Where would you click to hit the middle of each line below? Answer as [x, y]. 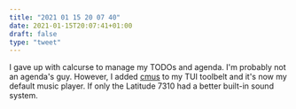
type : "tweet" [35, 42]
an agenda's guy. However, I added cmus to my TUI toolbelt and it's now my [148, 77]
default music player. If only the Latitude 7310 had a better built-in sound [142, 86]
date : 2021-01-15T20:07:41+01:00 [71, 26]
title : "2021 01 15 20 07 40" [65, 17]
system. [23, 96]
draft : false [33, 34]
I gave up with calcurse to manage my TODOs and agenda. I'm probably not [148, 67]
